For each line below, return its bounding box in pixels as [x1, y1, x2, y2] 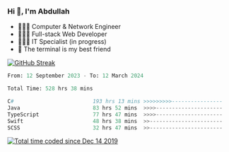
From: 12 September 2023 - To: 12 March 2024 [7, 72, 143, 80]
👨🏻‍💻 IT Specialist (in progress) [17, 37, 107, 46]
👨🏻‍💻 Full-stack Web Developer [17, 30, 107, 38]
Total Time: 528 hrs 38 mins [7, 85, 93, 93]
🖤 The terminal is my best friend [17, 45, 111, 54]
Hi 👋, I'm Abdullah [7, 6, 70, 16]
